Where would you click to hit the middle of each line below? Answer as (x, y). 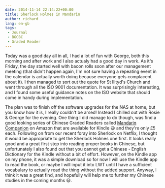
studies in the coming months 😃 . (39, 180)
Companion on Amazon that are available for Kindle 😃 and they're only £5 (81, 128)
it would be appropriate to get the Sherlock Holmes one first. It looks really (81, 138)
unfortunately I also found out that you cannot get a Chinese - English (76, 149)
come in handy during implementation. (44, 97)
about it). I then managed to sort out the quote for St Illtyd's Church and (78, 82)
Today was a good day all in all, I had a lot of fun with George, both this (77, 56)
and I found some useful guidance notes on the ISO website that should (78, 92)
